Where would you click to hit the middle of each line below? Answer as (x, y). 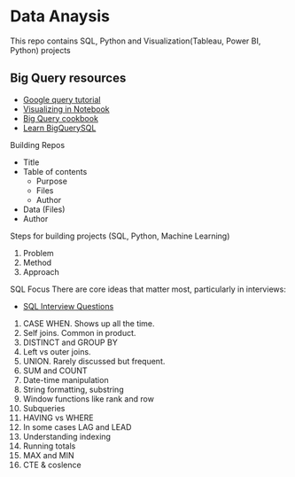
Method (37, 262)
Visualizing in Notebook (66, 109)
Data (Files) (44, 209)
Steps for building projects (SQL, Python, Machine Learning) (120, 236)
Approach (41, 271)
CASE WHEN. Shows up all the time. (89, 323)
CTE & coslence (52, 465)
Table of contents (55, 171)
